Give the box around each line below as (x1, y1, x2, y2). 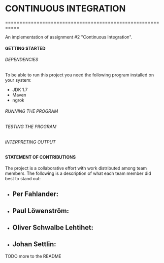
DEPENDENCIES (5, 57, 38, 63)
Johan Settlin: (12, 240, 57, 249)
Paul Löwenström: (12, 206, 69, 215)
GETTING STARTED (5, 45, 46, 51)
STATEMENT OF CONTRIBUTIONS (5, 154, 76, 160)
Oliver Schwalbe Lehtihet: (12, 223, 94, 231)
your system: (5, 77, 32, 83)
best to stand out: (5, 175, 41, 181)
